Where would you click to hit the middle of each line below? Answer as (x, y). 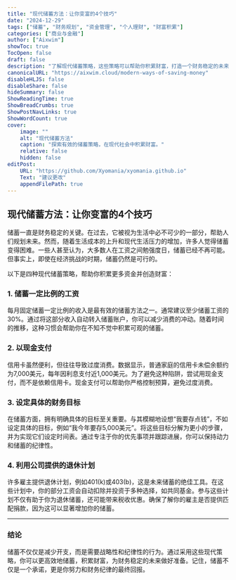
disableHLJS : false (36, 79)
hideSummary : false (36, 92)
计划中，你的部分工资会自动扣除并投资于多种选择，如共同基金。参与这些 (118, 491)
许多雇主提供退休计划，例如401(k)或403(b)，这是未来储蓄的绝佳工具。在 (112, 482)
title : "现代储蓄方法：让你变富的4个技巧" (62, 14)
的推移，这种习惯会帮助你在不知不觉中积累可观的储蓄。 (87, 328)
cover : (17, 125)
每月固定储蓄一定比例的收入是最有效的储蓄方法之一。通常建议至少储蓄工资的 (118, 310)
